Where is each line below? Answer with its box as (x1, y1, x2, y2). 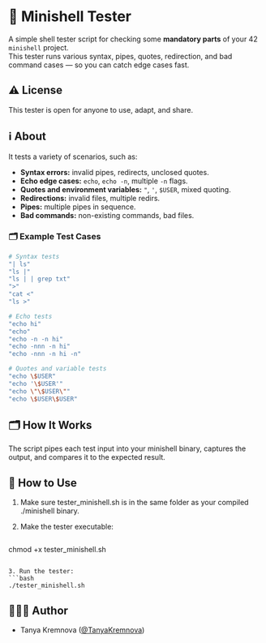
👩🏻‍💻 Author (8, 603, 69, 617)
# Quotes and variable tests (8, 365, 107, 373)
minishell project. (8, 42, 69, 52)
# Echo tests (8, 312, 53, 320)
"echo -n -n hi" (8, 335, 63, 343)
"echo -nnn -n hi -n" (8, 350, 82, 358)
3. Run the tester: (8, 568, 75, 576)
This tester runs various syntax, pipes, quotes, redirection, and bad (8, 51, 233, 61)
